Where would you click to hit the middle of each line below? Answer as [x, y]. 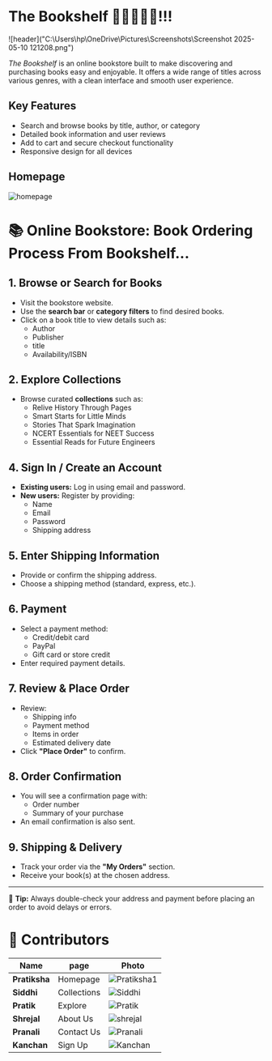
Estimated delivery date [72, 742]
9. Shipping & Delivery [66, 847]
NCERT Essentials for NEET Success [93, 433]
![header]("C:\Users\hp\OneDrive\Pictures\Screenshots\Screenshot [120, 39]
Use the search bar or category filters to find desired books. [122, 311]
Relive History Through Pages [82, 407]
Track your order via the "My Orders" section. [98, 867]
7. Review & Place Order [69, 689]
